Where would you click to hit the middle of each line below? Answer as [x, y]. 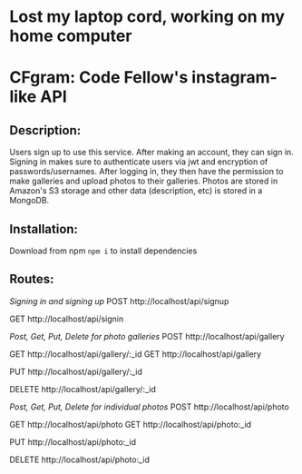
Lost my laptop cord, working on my [147, 17]
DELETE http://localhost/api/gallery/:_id [83, 389]
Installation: [44, 229]
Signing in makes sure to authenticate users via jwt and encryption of [139, 162]
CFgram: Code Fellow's [99, 78]
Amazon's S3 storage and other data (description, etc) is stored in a [136, 191]
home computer [71, 36]
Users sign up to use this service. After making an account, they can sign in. [152, 153]
